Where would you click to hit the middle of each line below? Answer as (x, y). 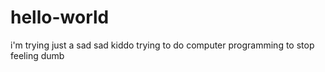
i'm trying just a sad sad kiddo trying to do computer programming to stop (162, 45)
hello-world (60, 17)
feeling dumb (37, 55)
